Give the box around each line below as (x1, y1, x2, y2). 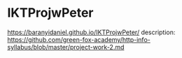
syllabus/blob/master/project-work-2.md (7, 43, 125, 51)
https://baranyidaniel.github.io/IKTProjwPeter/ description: (7, 28, 176, 36)
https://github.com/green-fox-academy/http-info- (7, 35, 150, 43)
